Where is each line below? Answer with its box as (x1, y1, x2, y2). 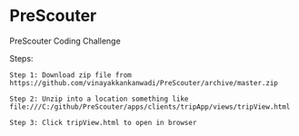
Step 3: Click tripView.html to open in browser (9, 118, 197, 127)
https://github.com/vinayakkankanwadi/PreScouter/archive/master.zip (9, 78, 279, 87)
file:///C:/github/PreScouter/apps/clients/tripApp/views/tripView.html (9, 102, 291, 112)
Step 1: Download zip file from (9, 70, 132, 80)
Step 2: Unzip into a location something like (9, 94, 189, 103)
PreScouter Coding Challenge (9, 35, 121, 46)
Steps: (9, 53, 34, 63)
